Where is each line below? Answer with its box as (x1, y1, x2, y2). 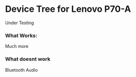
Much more (5, 43, 29, 49)
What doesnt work (5, 56, 50, 63)
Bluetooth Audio (5, 67, 38, 73)
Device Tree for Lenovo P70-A (5, 3, 131, 15)
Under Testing (5, 20, 34, 26)
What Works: (5, 32, 38, 39)
